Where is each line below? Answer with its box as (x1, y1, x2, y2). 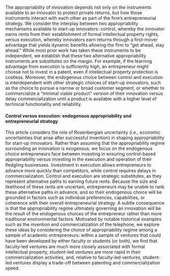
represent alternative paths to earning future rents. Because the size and (5, 178, 157, 184)
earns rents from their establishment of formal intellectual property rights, (5, 31, 159, 37)
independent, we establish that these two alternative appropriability (5, 53, 146, 59)
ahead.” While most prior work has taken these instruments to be (5, 48, 141, 53)
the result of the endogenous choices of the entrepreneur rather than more (5, 211, 162, 217)
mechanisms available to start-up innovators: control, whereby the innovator (5, 26, 165, 32)
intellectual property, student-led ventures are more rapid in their (5, 249, 141, 255)
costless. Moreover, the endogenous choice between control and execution (5, 74, 163, 80)
